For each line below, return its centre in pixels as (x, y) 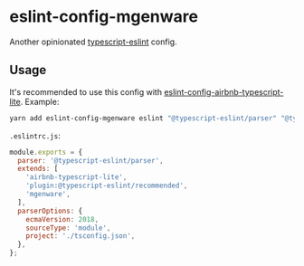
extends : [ (38, 169)
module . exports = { (46, 152)
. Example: (40, 101)
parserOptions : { (50, 211)
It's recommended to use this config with (86, 91)
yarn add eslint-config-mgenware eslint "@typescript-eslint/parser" (143, 118)
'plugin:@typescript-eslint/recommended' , (107, 186)
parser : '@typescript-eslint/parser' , (91, 160)
